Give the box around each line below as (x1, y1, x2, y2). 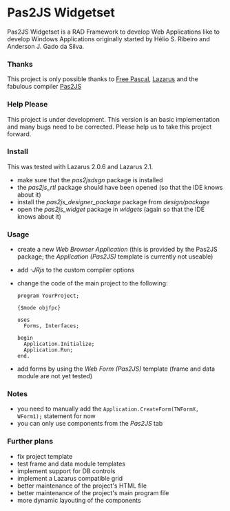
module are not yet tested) (17, 372, 93, 380)
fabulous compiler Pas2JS (7, 83, 82, 91)
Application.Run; (23, 347, 74, 354)
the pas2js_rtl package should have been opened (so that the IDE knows (17, 183, 223, 191)
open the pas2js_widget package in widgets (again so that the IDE (17, 205, 205, 213)
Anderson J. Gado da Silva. (7, 42, 85, 50)
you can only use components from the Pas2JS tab (17, 420, 163, 428)
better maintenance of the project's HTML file (17, 481, 147, 490)
